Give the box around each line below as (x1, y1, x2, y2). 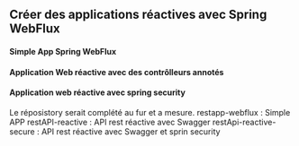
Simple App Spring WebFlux (9, 46, 117, 56)
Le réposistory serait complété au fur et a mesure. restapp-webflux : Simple (9, 107, 291, 117)
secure (9, 125, 36, 137)
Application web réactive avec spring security (9, 87, 186, 98)
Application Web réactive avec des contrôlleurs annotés (9, 66, 224, 77)
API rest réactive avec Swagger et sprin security (41, 125, 221, 137)
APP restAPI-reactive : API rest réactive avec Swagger (9, 116, 211, 127)
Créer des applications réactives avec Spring (9, 7, 267, 22)
